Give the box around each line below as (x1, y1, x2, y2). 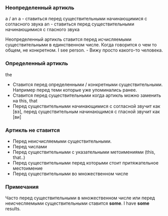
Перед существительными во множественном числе (12, 170, 128, 177)
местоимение (12, 165, 43, 171)
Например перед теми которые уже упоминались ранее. (12, 87, 137, 93)
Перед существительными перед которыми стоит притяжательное (12, 159, 159, 166)
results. (5, 206, 21, 212)
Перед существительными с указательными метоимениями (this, (12, 149, 156, 155)
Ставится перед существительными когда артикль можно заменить (12, 92, 161, 98)
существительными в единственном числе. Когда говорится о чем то (5, 42, 157, 48)
